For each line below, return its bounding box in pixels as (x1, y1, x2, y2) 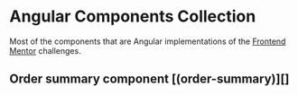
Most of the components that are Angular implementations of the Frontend (9, 36, 286, 47)
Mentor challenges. (9, 45, 81, 56)
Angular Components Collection (9, 6, 256, 27)
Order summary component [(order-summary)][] (9, 72, 290, 87)
